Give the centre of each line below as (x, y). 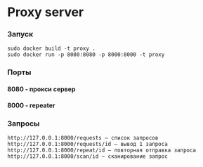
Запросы (24, 123)
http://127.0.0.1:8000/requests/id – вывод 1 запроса (88, 144)
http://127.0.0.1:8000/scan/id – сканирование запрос (88, 156)
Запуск (20, 34)
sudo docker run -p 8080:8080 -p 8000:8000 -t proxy (86, 55)
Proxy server (46, 12)
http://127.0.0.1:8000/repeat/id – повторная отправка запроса (102, 150)
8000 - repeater (31, 105)
